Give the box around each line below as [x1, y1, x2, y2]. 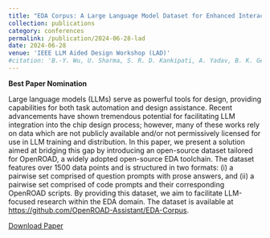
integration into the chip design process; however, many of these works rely [8, 120, 260, 129]
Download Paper [8, 220, 64, 230]
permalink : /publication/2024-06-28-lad [8, 34, 146, 43]
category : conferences [8, 27, 84, 35]
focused [8, 196, 36, 206]
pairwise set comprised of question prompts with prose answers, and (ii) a [8, 170, 255, 181]
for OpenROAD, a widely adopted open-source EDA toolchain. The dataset [8, 154, 255, 163]
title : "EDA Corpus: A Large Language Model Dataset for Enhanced [8, 11, 235, 20]
